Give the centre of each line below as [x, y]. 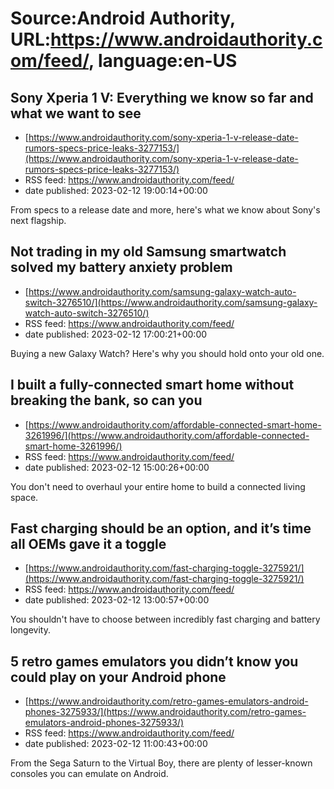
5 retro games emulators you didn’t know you [154, 661]
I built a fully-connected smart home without [152, 385]
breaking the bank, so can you [106, 400]
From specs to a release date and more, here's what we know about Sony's [165, 210]
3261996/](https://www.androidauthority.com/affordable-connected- [167, 435]
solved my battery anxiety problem [121, 267]
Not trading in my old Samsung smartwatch [148, 252]
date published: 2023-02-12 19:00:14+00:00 [116, 190]
